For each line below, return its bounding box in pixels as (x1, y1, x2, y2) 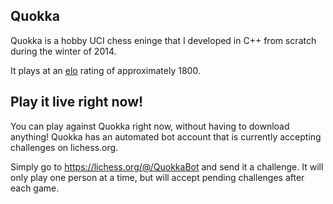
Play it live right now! (10, 94, 144, 111)
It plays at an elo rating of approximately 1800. (10, 64, 201, 76)
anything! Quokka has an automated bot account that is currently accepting (10, 130, 322, 143)
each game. (10, 182, 60, 194)
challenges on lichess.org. (10, 141, 119, 153)
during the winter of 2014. (10, 45, 117, 57)
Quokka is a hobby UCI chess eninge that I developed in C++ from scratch (10, 34, 317, 46)
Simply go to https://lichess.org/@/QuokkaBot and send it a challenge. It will (10, 160, 324, 173)
